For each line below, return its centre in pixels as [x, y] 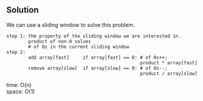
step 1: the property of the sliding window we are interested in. [94, 36]
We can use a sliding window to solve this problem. [71, 24]
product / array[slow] [169, 73]
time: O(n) [19, 84]
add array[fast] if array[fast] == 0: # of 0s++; [98, 58]
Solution [23, 10]
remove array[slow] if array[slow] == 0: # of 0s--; [98, 68]
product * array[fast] [169, 63]
